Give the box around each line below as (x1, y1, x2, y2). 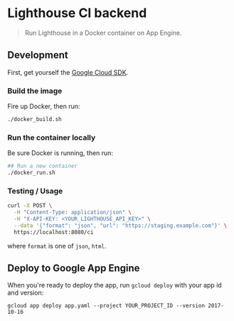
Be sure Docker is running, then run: (7, 149, 114, 157)
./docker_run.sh (7, 169, 55, 177)
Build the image (7, 85, 63, 95)
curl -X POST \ (7, 202, 53, 209)
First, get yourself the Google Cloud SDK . (7, 68, 129, 76)
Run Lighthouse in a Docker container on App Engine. (24, 28, 182, 37)
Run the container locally (7, 132, 96, 142)
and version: (7, 288, 44, 297)
